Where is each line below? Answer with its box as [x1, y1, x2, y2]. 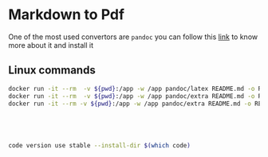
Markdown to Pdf [8, 6, 125, 24]
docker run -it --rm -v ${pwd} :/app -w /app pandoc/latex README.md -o [8, 84, 255, 92]
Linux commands [8, 64, 96, 77]
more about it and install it [8, 40, 94, 49]
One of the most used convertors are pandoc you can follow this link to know [8, 32, 258, 41]
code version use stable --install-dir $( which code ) [8, 142, 191, 150]
